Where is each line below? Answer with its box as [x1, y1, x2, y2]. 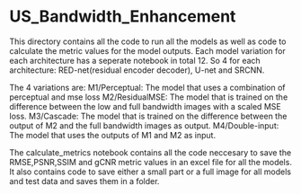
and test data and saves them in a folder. [9, 175, 160, 186]
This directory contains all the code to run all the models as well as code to [9, 36, 287, 47]
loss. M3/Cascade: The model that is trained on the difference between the [9, 110, 288, 121]
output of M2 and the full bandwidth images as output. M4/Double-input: [9, 119, 279, 131]
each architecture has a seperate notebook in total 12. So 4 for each [9, 55, 261, 66]
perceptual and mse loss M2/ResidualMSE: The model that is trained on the [9, 92, 288, 102]
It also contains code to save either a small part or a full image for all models [9, 166, 292, 177]
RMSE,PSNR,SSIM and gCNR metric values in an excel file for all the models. [9, 156, 292, 167]
